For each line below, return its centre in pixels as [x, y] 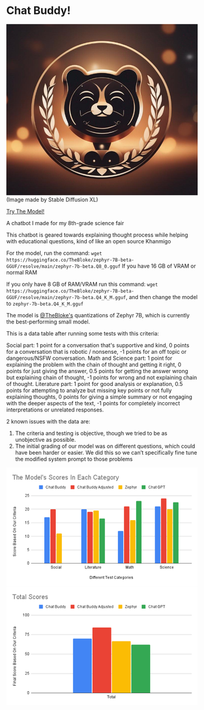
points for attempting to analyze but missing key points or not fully [89, 390]
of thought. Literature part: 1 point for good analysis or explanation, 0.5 [95, 384]
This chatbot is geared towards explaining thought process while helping [97, 235]
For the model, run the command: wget [54, 253]
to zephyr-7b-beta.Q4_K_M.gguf [45, 303]
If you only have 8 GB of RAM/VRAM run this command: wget [82, 284]
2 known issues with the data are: [48, 422]
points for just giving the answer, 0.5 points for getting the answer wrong [97, 371]
